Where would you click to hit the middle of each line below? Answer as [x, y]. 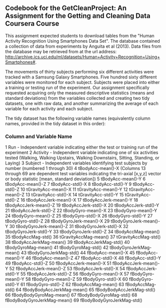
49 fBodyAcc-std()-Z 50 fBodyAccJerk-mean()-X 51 [58, 263]
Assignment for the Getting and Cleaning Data [78, 16]
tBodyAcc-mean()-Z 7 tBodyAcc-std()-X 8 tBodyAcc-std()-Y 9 [69, 184]
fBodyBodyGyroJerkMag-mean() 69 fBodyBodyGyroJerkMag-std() [74, 301]
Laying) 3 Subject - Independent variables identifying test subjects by [76, 163]
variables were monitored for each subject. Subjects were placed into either [83, 82]
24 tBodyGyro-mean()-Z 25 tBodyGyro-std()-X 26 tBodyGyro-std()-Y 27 [79, 216]
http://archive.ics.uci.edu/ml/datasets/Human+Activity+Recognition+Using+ [83, 57]
